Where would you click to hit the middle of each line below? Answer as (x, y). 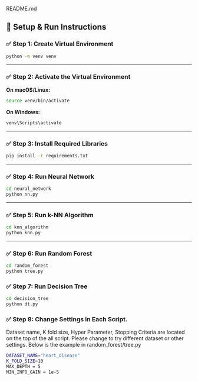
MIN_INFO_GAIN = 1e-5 (33, 372)
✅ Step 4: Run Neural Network (50, 176)
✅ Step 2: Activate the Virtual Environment (68, 77)
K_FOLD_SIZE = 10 (25, 361)
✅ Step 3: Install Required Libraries (57, 143)
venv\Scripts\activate (34, 123)
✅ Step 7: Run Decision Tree (47, 286)
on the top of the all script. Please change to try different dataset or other (95, 338)
